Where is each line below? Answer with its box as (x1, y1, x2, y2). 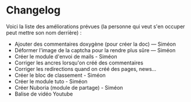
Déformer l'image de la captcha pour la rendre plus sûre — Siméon (14, 46, 176, 53)
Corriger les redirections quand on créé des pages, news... (14, 65, 157, 72)
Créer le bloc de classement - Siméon (14, 72, 106, 79)
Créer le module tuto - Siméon (14, 77, 88, 85)
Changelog (6, 4, 61, 17)
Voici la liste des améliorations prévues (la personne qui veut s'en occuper (6, 23, 185, 30)
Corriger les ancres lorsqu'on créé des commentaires (14, 59, 144, 66)
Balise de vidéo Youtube (14, 90, 73, 97)
